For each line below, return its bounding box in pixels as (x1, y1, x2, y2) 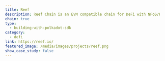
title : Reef (5, 7, 29, 12)
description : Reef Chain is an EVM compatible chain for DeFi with (5, 12, 146, 17)
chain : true (5, 16, 29, 21)
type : (5, 21, 16, 26)
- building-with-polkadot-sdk (9, 26, 71, 30)
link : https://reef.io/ (5, 39, 54, 44)
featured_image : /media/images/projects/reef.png (5, 44, 109, 49)
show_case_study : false (5, 48, 54, 53)
